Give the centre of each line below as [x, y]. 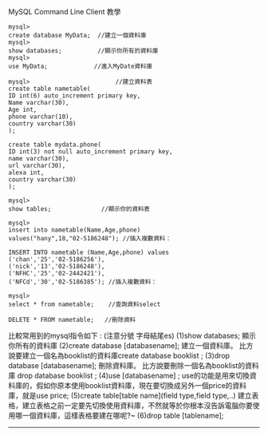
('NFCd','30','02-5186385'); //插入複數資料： [83, 282]
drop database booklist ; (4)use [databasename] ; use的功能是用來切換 [133, 375]
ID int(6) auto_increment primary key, [75, 96]
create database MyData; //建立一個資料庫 [77, 35]
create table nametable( [49, 89]
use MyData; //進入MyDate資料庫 [81, 66]
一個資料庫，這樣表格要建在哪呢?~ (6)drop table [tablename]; [123, 415]
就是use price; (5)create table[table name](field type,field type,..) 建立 [137, 395]
